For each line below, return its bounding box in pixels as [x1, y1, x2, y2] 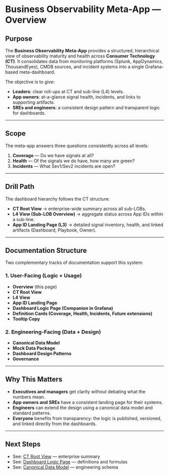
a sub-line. [12, 216, 35, 222]
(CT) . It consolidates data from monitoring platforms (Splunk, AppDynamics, [5, 58, 163, 64]
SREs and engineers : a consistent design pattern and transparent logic [12, 105, 160, 110]
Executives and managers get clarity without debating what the [12, 388, 146, 394]
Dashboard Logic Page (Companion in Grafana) [12, 305, 113, 311]
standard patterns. [12, 410, 51, 416]
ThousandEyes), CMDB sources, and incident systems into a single [5, 64, 144, 70]
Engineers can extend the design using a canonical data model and [12, 404, 153, 411]
